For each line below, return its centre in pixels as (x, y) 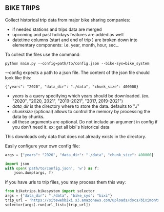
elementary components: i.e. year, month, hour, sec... (66, 45)
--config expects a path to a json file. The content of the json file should (77, 72)
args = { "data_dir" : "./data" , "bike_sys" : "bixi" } (59, 196)
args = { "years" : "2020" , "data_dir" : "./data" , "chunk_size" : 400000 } (79, 155)
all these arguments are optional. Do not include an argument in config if (85, 121)
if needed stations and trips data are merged (57, 29)
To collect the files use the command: (43, 54)
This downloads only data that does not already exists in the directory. (76, 136)
